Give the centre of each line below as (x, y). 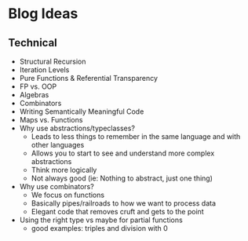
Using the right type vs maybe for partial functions (101, 220)
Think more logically (64, 170)
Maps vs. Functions (51, 120)
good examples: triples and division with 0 (100, 228)
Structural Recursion (53, 61)
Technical (33, 43)
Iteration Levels (44, 70)
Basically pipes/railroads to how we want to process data (124, 203)
